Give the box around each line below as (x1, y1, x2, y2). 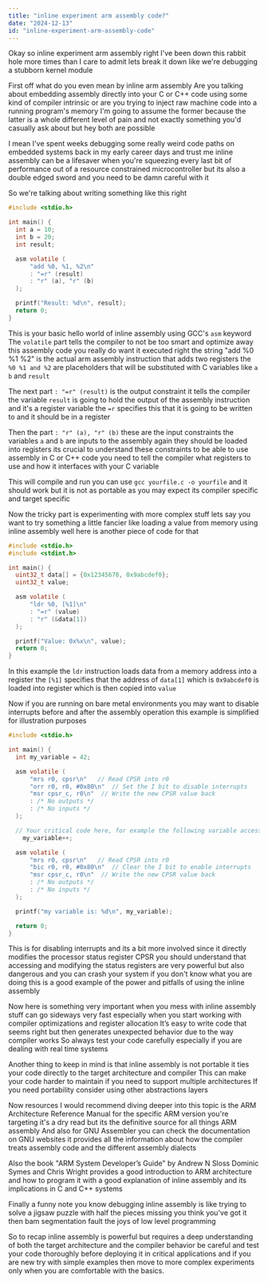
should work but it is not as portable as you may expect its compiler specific (8, 485, 258, 495)
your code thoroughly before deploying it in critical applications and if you (8, 1249, 251, 1259)
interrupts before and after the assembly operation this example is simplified (8, 707, 259, 717)
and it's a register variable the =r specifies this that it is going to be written (8, 403, 253, 412)
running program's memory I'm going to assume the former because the (8, 106, 246, 116)
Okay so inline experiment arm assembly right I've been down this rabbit (8, 49, 246, 58)
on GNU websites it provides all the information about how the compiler (8, 1134, 243, 1144)
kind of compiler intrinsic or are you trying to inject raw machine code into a (8, 98, 258, 108)
